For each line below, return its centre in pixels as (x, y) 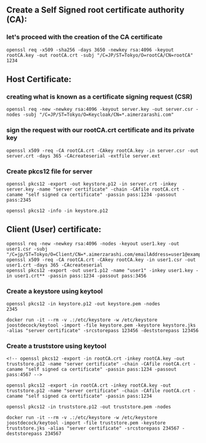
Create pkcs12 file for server (50, 171)
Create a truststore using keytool (56, 346)
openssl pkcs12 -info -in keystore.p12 (57, 211)
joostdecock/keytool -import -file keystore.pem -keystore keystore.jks (101, 325)
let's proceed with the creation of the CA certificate (85, 37)
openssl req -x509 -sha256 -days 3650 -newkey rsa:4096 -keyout (90, 50)
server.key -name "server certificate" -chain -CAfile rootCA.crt (93, 189)
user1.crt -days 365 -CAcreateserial (55, 265)
